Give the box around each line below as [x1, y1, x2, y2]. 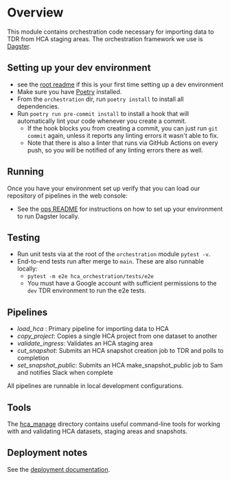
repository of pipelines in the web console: [7, 191, 128, 200]
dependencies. [16, 102, 60, 111]
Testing [7, 231, 41, 243]
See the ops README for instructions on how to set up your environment [16, 205, 223, 213]
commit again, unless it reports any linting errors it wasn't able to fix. [27, 131, 219, 139]
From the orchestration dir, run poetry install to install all [16, 95, 184, 103]
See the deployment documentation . [7, 465, 111, 473]
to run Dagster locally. [16, 212, 80, 220]
